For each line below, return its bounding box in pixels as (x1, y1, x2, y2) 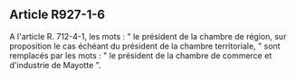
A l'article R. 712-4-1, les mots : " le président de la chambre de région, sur (9, 31, 287, 41)
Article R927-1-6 (9, 7, 106, 22)
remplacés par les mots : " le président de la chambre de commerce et (9, 49, 272, 61)
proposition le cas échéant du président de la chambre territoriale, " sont (9, 40, 281, 51)
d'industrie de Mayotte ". (9, 59, 101, 70)
